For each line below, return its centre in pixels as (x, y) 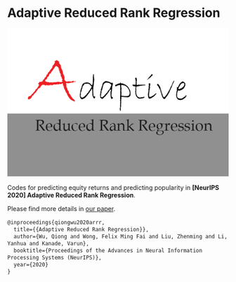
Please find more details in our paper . (61, 208)
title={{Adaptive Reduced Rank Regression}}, (81, 229)
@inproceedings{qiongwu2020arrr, (56, 222)
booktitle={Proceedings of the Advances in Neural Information (108, 250)
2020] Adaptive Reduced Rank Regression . (71, 195)
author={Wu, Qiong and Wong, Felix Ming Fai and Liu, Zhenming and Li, (121, 236)
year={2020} (31, 264)
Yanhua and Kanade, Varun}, (48, 243)
